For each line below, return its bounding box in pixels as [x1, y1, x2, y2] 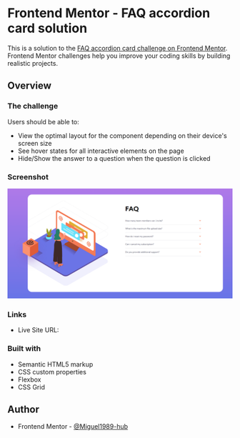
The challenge [7, 101, 59, 111]
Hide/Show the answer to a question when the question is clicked [17, 154, 211, 162]
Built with [7, 344, 41, 354]
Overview [7, 80, 52, 92]
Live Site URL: [17, 326, 59, 334]
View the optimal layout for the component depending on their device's [17, 131, 227, 140]
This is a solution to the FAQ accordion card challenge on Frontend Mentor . [7, 44, 228, 52]
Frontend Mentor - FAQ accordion [7, 5, 211, 21]
